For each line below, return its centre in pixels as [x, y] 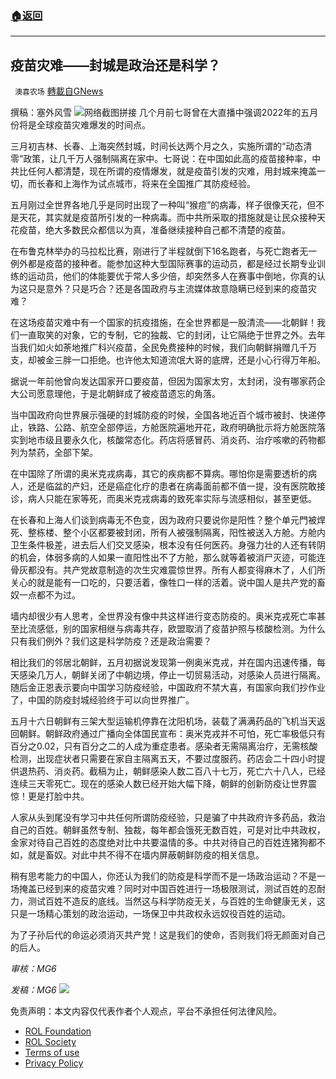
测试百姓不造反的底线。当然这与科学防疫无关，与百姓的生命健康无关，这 [176, 901]
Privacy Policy [54, 1063]
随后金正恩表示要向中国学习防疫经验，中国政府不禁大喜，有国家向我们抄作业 [168, 688]
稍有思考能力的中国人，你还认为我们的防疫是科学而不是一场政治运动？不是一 [168, 876]
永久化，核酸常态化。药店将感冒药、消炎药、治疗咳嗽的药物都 [198, 440]
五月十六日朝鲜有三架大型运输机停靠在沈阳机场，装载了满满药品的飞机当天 [163, 721]
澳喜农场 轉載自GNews [59, 91]
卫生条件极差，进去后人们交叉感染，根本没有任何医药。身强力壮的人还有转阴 [168, 545]
